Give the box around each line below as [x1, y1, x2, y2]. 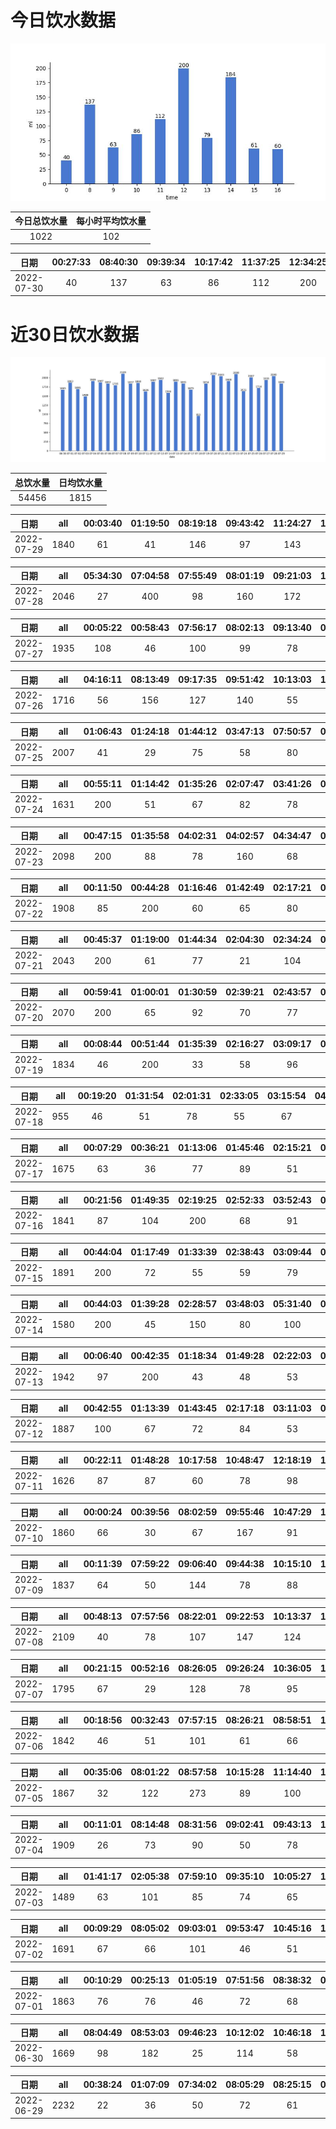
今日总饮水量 [14, 215, 68, 227]
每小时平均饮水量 [76, 215, 147, 227]
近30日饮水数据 [10, 323, 139, 346]
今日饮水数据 [10, 9, 117, 32]
